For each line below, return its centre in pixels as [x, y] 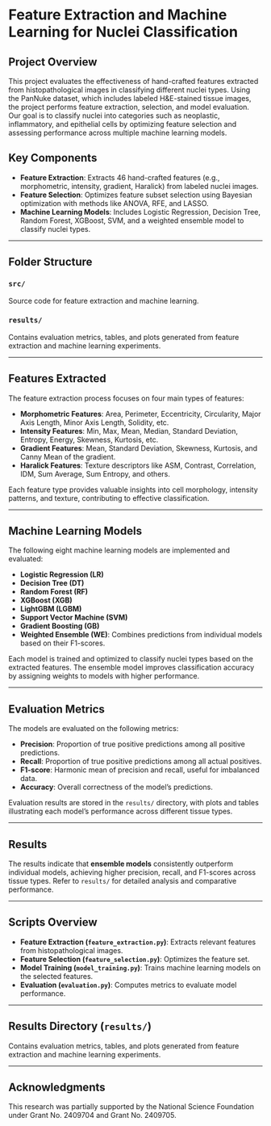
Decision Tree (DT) [52, 583]
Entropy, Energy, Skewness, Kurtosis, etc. [89, 439]
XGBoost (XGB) [46, 600]
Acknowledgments [57, 1088]
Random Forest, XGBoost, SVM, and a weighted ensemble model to [132, 221]
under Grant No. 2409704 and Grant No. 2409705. [92, 1115]
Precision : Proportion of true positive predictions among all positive [133, 744]
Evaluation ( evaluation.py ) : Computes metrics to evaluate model [128, 985]
